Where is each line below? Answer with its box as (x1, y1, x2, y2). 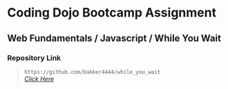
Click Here (23, 75, 55, 83)
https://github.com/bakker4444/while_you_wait (23, 68, 161, 75)
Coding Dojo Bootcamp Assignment (7, 5, 216, 21)
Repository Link (7, 53, 61, 63)
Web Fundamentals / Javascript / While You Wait (7, 32, 221, 44)
